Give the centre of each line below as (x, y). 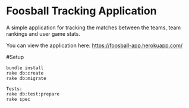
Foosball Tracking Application (81, 11)
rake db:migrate (26, 78)
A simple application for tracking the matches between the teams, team (94, 27)
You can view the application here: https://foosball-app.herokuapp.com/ (94, 45)
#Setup (15, 57)
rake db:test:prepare (33, 94)
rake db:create (25, 73)
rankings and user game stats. (43, 33)
